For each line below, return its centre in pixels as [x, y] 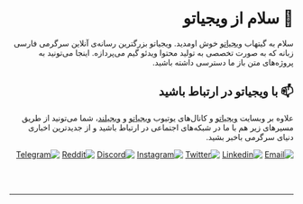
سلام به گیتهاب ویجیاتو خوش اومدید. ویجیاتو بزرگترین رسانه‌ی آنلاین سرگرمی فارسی [153, 43]
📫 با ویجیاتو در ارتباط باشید [226, 92]
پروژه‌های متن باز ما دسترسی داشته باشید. [223, 62]
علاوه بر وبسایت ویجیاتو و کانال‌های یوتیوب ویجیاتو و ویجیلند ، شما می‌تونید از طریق [158, 118]
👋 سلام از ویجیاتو [239, 18]
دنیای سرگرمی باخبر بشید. [250, 137]
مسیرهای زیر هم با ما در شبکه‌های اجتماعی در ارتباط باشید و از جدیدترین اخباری [161, 127]
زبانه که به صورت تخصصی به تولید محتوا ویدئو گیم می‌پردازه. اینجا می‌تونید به [166, 52]
